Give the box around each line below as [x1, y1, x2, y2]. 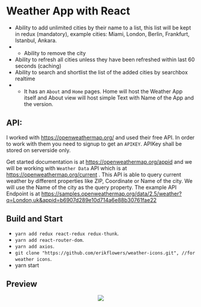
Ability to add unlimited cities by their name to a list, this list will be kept [14, 24, 191, 31]
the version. [23, 100, 54, 107]
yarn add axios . [14, 242, 55, 249]
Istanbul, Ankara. [14, 37, 57, 44]
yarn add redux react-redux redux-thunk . [14, 230, 119, 237]
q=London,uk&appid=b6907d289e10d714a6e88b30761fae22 [6, 196, 157, 203]
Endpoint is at [6, 190, 40, 197]
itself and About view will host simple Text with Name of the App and [23, 94, 194, 101]
